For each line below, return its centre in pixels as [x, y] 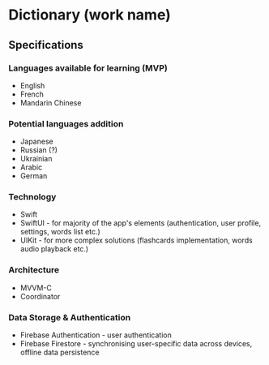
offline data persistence [60, 352]
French [32, 94]
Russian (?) [39, 150]
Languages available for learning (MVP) [88, 68]
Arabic [31, 167]
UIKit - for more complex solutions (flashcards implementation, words [136, 240]
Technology [32, 197]
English [32, 85]
